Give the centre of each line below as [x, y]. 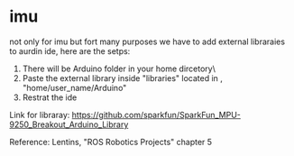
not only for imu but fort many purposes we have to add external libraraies [147, 41]
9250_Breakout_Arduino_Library [69, 124]
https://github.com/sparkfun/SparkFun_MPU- [156, 115]
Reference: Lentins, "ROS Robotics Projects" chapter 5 [111, 142]
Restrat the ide [50, 97]
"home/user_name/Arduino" [74, 87]
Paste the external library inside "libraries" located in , [123, 78]
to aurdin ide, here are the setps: [70, 50]
